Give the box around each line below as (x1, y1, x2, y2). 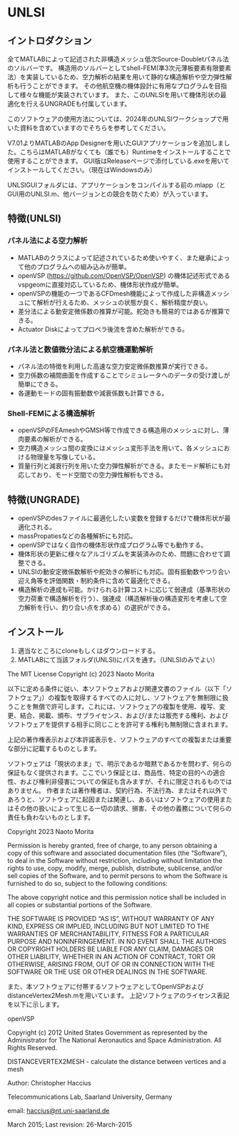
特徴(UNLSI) (7, 212, 62, 225)
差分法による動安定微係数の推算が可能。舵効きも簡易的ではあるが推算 (17, 307, 225, 315)
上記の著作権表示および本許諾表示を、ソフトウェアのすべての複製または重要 (7, 735, 232, 744)
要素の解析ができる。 (24, 435, 87, 444)
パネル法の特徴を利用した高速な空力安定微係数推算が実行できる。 (17, 362, 212, 370)
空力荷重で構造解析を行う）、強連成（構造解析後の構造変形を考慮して (17, 594, 221, 603)
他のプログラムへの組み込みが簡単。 (24, 262, 131, 271)
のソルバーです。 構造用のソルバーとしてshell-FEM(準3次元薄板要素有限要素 (7, 64, 232, 72)
